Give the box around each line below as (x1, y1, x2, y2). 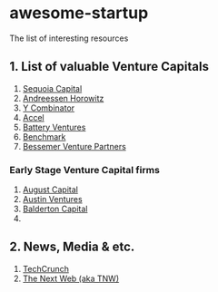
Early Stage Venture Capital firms (9, 163, 161, 176)
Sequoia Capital (22, 83, 83, 93)
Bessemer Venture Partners (22, 141, 127, 151)
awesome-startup (9, 3, 149, 24)
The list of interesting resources (9, 33, 129, 44)
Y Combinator (22, 102, 75, 113)
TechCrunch (22, 263, 70, 274)
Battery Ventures (22, 122, 86, 132)
